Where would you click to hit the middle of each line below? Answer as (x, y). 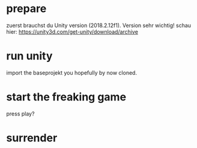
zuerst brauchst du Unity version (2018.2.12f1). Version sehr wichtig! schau (98, 25)
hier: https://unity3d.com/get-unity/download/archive (72, 31)
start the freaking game (66, 97)
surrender (32, 138)
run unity (29, 56)
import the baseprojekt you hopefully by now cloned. (71, 72)
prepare (26, 9)
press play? (20, 114)
